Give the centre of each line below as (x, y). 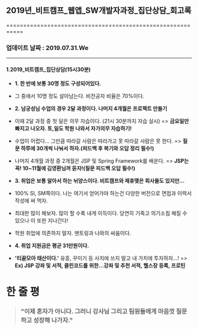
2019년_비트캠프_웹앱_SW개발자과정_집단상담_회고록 (99, 11)
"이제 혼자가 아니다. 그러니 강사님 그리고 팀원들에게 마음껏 (98, 311)
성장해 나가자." (53, 320)
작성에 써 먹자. (31, 201)
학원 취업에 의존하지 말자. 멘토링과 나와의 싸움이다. (73, 233)
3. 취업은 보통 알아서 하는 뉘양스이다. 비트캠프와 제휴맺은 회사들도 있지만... (100, 181)
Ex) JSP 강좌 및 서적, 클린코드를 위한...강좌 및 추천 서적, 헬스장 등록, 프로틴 (100, 266)
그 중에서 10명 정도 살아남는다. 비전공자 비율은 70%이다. (79, 96)
